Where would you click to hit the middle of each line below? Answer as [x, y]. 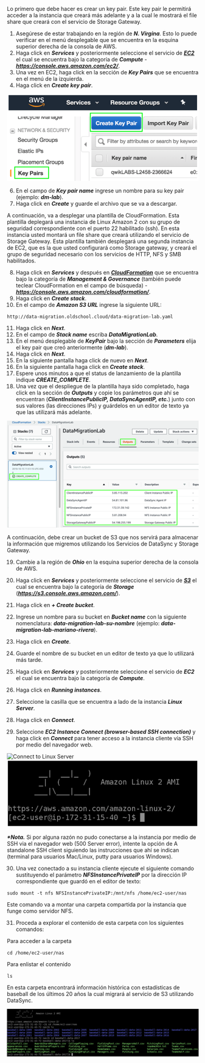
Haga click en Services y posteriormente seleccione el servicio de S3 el [106, 580]
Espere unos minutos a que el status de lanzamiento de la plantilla [98, 373]
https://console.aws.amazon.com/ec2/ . [68, 66]
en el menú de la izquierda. [50, 79]
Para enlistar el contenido [39, 964]
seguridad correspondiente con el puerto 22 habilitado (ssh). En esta [93, 228]
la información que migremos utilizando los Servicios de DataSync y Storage [103, 544]
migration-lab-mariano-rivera [55, 630]
